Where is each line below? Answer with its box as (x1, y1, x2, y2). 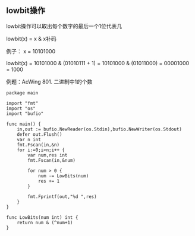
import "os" (6, 106, 36, 111)
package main (6, 90, 39, 96)
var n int (17, 136, 42, 142)
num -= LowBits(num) (37, 173, 89, 179)
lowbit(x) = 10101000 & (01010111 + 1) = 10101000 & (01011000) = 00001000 (6, 59, 190, 66)
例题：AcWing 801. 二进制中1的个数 (6, 78, 93, 85)
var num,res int (27, 152, 68, 158)
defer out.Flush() (17, 131, 62, 138)
